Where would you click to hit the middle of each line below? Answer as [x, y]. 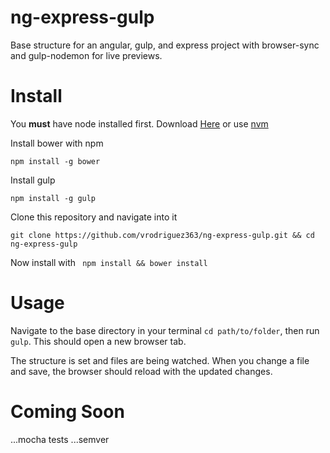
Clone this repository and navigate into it [94, 217]
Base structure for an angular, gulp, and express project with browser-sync [165, 45]
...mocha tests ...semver [60, 439]
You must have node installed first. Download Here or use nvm [139, 123]
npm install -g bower [55, 161]
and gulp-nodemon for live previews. [86, 55]
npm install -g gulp [53, 198]
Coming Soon [67, 412]
